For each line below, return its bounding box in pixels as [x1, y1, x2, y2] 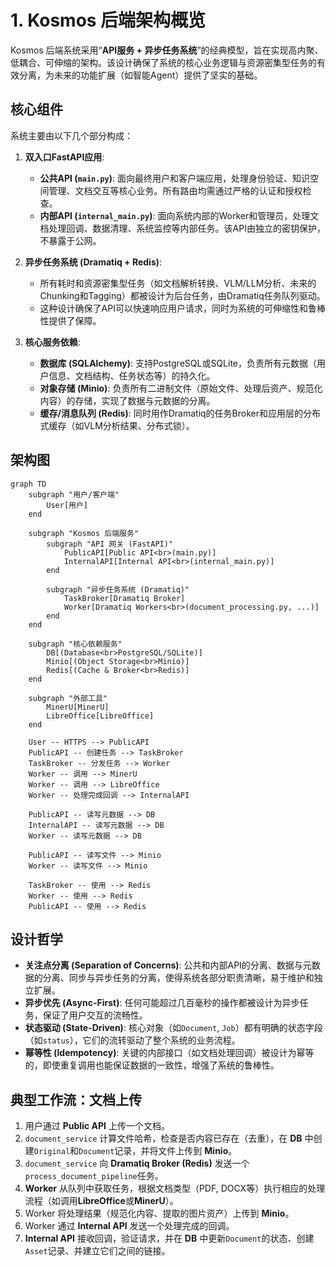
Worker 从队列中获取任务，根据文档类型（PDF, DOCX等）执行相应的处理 [24, 1182, 326, 1195]
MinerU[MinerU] [46, 702, 110, 712]
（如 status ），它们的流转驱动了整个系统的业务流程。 [24, 1034, 241, 1046]
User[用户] [46, 500, 89, 510]
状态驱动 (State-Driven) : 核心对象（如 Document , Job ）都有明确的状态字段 [24, 1022, 323, 1034]
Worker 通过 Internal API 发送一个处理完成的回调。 [24, 1220, 235, 1232]
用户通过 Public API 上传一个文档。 [24, 1120, 170, 1132]
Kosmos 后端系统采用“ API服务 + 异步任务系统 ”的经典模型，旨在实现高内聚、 [10, 44, 324, 56]
